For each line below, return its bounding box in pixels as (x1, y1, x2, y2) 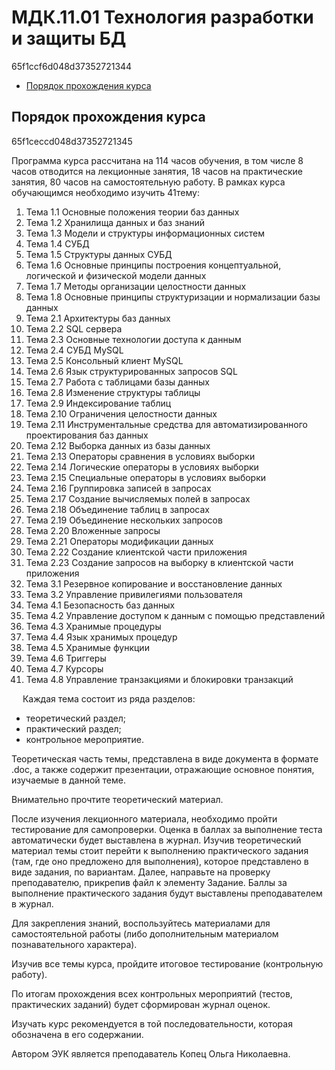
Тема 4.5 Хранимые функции (25, 641, 150, 653)
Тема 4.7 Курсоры (25, 662, 104, 675)
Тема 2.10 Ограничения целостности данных (25, 407, 218, 420)
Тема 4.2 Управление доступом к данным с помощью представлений (25, 609, 326, 621)
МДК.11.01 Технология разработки (11, 6, 314, 29)
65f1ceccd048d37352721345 (11, 135, 133, 147)
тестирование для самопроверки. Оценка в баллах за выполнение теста (11, 823, 323, 835)
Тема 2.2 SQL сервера (25, 322, 123, 335)
